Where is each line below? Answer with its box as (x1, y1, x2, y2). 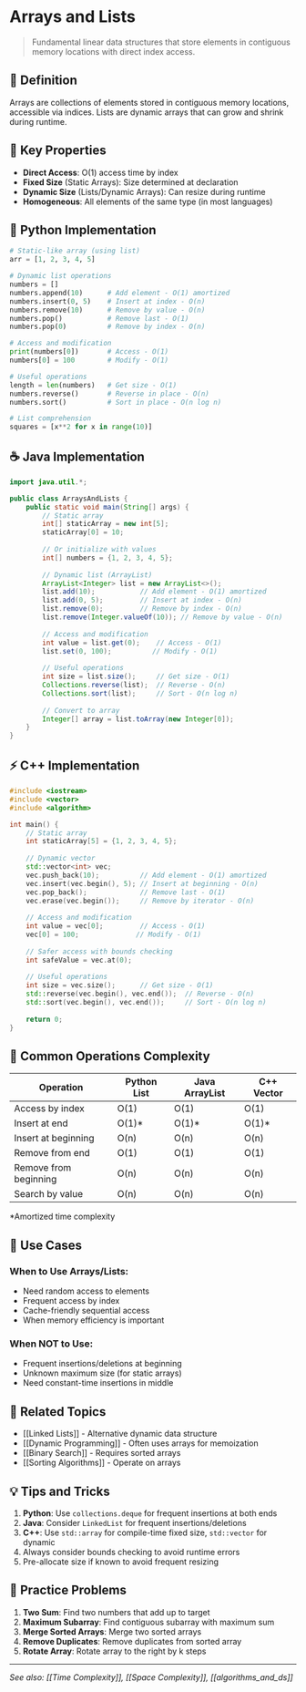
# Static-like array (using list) (9, 246, 141, 256)
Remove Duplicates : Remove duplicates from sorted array (22, 1635, 242, 1646)
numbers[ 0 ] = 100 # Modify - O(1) (9, 356, 169, 365)
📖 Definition (9, 73, 77, 88)
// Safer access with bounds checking (25, 946, 173, 956)
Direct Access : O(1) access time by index (22, 167, 179, 178)
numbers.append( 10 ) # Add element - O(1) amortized (9, 288, 230, 297)
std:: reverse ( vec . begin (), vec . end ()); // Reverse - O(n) (25, 989, 255, 999)
